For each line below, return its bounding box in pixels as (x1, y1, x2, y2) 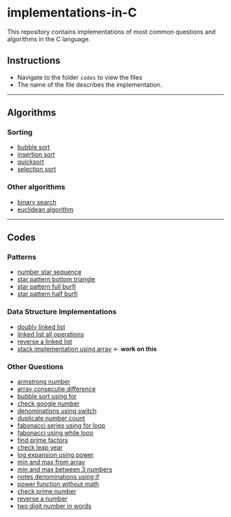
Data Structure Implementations (7, 307, 117, 317)
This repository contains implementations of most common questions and (7, 28, 216, 36)
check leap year (16, 443, 63, 452)
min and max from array (16, 458, 85, 466)
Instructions (7, 55, 60, 67)
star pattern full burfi (16, 282, 76, 291)
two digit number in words (16, 502, 91, 510)
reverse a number (16, 494, 67, 503)
